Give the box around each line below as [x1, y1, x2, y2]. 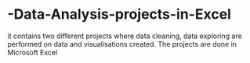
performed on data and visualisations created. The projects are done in [7, 39, 237, 48]
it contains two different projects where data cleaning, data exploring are [7, 31, 242, 40]
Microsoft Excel [7, 47, 58, 57]
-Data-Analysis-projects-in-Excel [7, 5, 232, 23]
